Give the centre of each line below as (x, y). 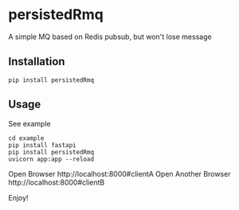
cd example (26, 138)
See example (29, 123)
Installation (37, 62)
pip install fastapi (43, 145)
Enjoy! (19, 197)
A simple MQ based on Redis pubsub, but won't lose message (110, 37)
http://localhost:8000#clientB (57, 182)
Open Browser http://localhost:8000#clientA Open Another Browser (119, 173)
